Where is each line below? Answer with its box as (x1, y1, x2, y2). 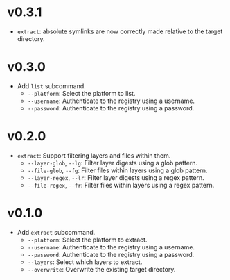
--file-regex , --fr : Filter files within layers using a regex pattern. (27, 181, 215, 189)
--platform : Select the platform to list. (27, 89, 136, 97)
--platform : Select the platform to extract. (27, 236, 148, 244)
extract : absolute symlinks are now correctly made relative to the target (17, 27, 223, 35)
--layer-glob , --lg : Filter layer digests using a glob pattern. (27, 158, 198, 167)
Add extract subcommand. (17, 228, 96, 236)
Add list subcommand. (17, 81, 87, 90)
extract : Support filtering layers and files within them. (17, 151, 171, 160)
